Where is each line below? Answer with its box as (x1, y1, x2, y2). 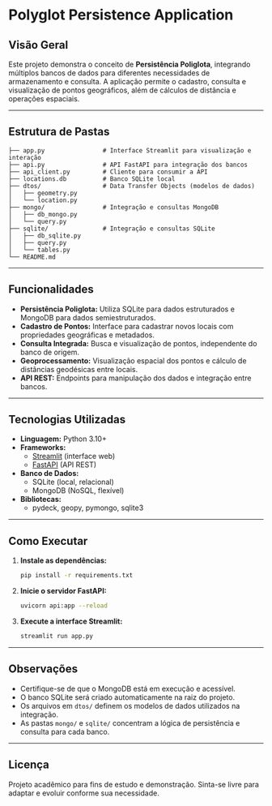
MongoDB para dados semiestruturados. (19, 312, 156, 322)
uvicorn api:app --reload (19, 602, 108, 610)
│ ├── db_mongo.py (8, 210, 79, 218)
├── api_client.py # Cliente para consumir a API (8, 168, 208, 176)
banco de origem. (19, 347, 79, 357)
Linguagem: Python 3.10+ (19, 434, 107, 444)
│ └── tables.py (8, 246, 70, 254)
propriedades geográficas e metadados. (19, 330, 155, 340)
